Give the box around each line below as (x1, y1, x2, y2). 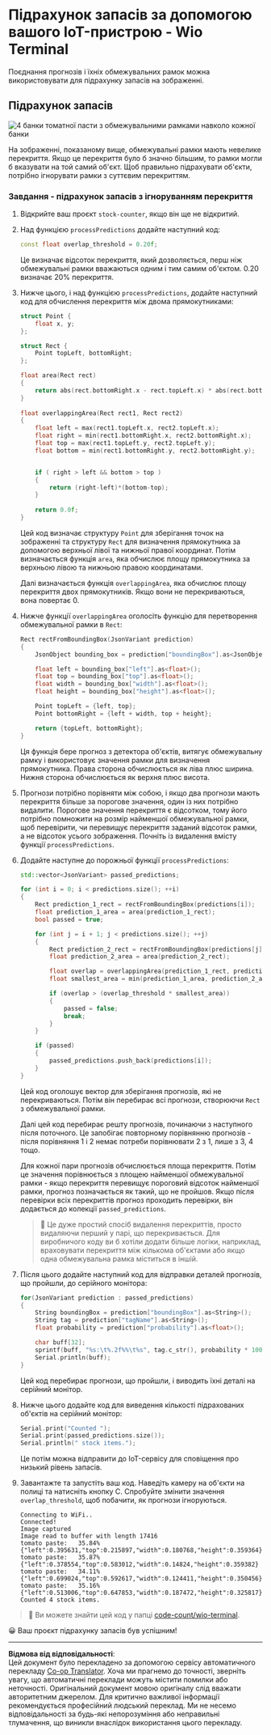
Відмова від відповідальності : (8, 1649, 115, 1659)
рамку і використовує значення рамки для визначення (19, 755, 211, 765)
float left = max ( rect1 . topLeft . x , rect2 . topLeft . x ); (35, 424, 219, 432)
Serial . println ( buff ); (35, 1353, 111, 1361)
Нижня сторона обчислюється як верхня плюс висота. (19, 772, 210, 782)
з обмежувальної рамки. (19, 1103, 106, 1114)
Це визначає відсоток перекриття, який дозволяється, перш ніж (19, 255, 243, 265)
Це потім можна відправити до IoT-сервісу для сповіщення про (19, 1454, 240, 1464)
